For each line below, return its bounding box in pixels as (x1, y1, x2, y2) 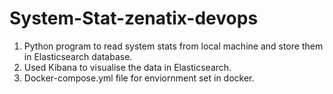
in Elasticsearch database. (23, 50, 133, 62)
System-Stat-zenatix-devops (9, 7, 259, 30)
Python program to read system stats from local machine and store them (23, 40, 324, 52)
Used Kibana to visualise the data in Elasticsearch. (23, 61, 232, 73)
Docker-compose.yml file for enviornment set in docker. (23, 72, 255, 84)
